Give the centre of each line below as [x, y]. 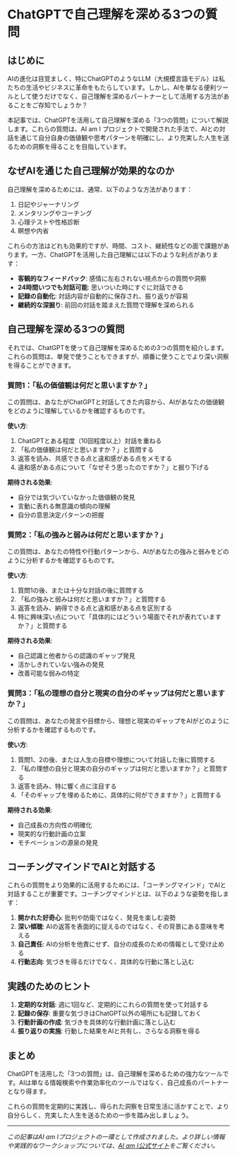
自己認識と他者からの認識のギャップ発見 [76, 656]
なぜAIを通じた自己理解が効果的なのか [91, 171]
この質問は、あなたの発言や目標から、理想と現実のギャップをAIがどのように [119, 721]
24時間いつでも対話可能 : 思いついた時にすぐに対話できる [101, 287]
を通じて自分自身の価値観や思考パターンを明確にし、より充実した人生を [118, 138]
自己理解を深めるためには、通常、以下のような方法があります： [100, 189]
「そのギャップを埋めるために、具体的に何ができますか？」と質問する [120, 795]
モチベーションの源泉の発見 [58, 842]
